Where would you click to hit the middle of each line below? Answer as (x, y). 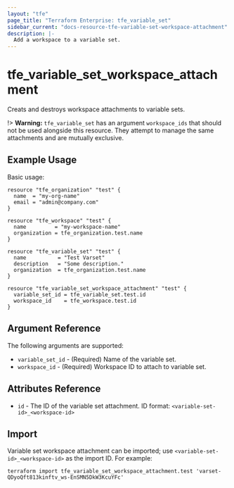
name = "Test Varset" (59, 258)
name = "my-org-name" (47, 196)
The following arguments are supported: (66, 345)
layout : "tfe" (28, 14)
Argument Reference (54, 329)
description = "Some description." (69, 264)
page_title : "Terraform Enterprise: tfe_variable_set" (89, 20)
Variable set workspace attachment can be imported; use (90, 451)
